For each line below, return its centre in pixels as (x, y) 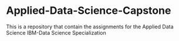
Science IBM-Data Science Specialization (56, 32)
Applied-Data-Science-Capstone (89, 11)
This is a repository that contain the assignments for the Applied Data (90, 27)
